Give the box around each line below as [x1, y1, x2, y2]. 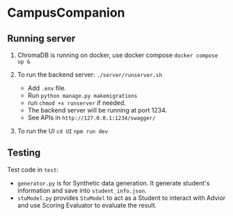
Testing [7, 147, 41, 159]
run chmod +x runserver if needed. [27, 99, 127, 107]
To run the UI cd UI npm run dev [17, 127, 109, 135]
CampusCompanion [7, 5, 125, 21]
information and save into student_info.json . [17, 186, 147, 194]
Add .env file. [27, 84, 67, 92]
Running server [7, 33, 76, 44]
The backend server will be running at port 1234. [27, 106, 168, 114]
